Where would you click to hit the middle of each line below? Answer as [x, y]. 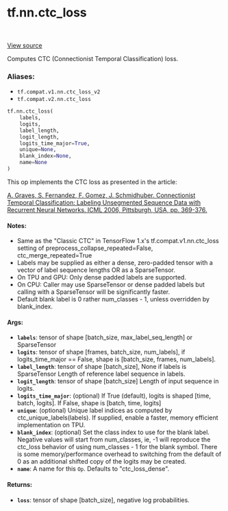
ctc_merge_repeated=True [54, 255]
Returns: [20, 484]
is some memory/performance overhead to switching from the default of [119, 454]
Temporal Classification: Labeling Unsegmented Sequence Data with [104, 202]
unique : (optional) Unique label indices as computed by [94, 411]
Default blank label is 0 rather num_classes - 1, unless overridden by [113, 299]
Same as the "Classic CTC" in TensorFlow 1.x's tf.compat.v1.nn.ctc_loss [118, 241]
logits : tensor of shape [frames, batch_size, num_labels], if [101, 352]
